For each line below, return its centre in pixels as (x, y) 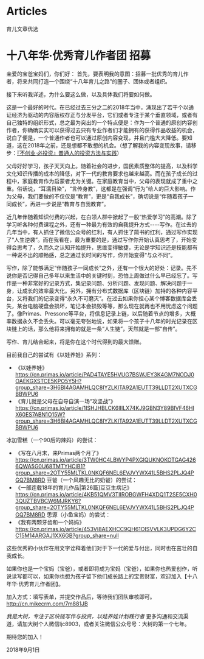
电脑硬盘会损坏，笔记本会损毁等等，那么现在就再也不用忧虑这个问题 (112, 306)
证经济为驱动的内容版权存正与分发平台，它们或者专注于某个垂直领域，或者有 (102, 115)
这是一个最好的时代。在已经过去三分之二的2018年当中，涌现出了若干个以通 (100, 107)
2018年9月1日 (23, 649)
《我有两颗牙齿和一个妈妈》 (50, 522)
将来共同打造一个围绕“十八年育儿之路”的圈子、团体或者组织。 (94, 81)
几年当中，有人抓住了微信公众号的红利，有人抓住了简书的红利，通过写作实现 (102, 232)
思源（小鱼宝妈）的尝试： (79, 514)
